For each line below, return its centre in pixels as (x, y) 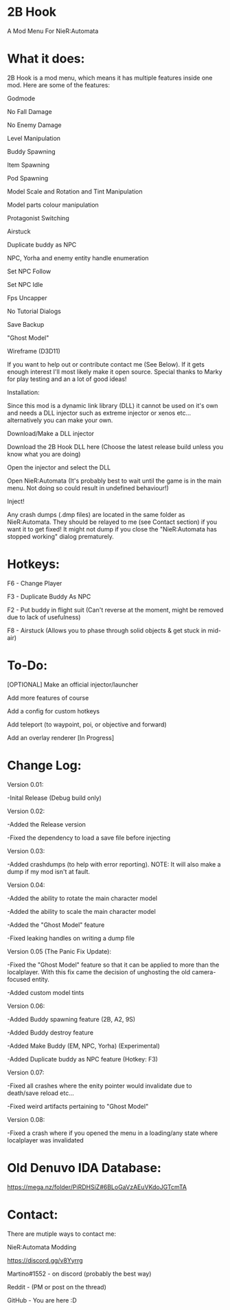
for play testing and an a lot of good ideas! (67, 379)
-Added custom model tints (46, 992)
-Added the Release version (46, 824)
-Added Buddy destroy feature (50, 1032)
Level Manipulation (34, 138)
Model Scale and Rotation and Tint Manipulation (75, 191)
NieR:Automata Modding (42, 1247)
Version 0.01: (25, 784)
